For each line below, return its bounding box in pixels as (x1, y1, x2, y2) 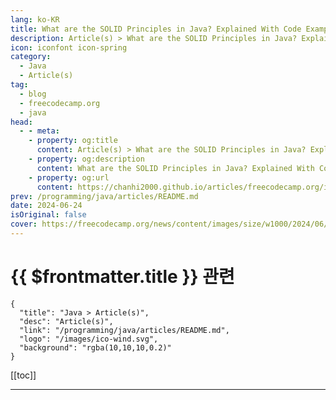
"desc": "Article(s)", (19, 316, 114, 326)
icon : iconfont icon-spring (10, 42, 128, 53)
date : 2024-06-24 (10, 201, 83, 211)
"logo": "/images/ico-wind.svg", (19, 334, 159, 344)
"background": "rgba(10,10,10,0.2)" (19, 342, 172, 353)
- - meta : (19, 126, 60, 136)
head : (10, 117, 33, 127)
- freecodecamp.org (19, 98, 101, 108)
